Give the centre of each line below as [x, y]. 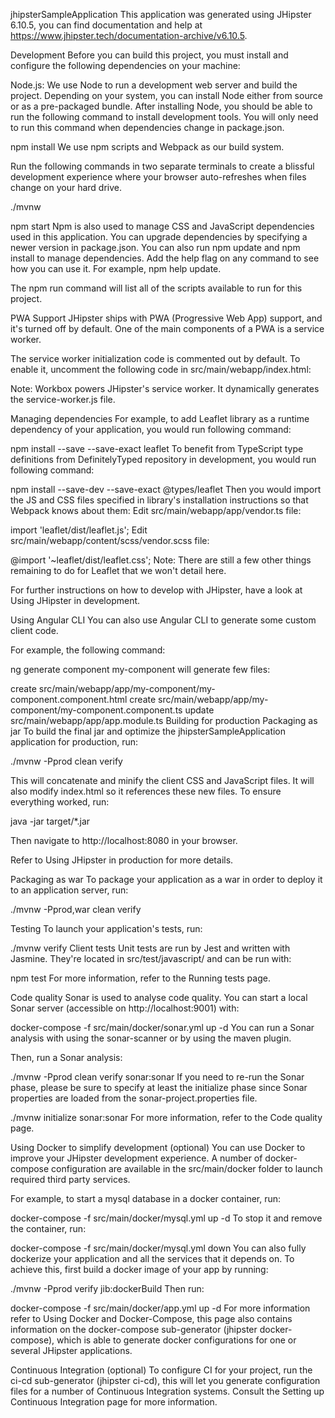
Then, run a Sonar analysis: [66, 1057]
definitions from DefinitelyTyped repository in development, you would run [163, 459]
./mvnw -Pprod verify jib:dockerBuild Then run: [107, 1288]
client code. [34, 630]
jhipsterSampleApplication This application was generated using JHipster [161, 14]
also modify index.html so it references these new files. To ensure [146, 791]
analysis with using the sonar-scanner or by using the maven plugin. [151, 1038]
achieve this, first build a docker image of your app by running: [139, 1269]
